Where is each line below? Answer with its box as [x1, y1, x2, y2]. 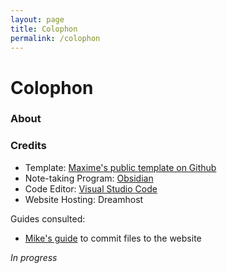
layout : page [10, 14, 65, 25]
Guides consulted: [10, 212, 86, 225]
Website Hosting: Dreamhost [24, 193, 144, 205]
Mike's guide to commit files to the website [24, 232, 202, 244]
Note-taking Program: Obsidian [24, 172, 154, 184]
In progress [10, 251, 58, 263]
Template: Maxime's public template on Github [24, 161, 217, 173]
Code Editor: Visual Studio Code [24, 182, 158, 195]
